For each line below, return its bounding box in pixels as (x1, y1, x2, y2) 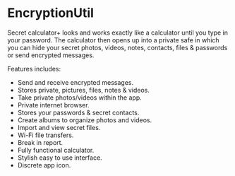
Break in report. (17, 138, 64, 146)
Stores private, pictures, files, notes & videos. (17, 86, 150, 94)
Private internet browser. (17, 100, 90, 109)
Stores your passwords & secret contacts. (17, 108, 140, 117)
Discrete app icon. (17, 160, 71, 169)
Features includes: (7, 64, 61, 73)
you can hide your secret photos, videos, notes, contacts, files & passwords (7, 43, 228, 52)
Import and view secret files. (17, 123, 101, 131)
